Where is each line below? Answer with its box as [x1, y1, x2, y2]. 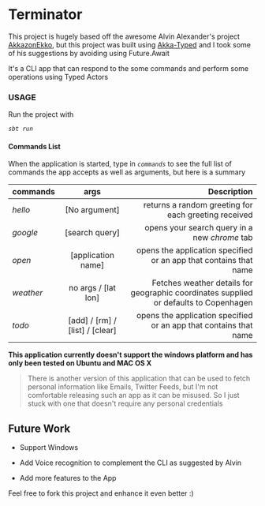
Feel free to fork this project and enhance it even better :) [8, 489, 195, 498]
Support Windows [19, 443, 79, 452]
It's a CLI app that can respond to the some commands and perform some [8, 63, 249, 73]
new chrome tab [192, 232, 253, 243]
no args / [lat [68, 283, 116, 294]
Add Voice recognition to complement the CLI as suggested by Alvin [19, 458, 242, 467]
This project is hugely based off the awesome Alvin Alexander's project [8, 32, 241, 41]
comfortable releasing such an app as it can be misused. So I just [27, 391, 240, 400]
